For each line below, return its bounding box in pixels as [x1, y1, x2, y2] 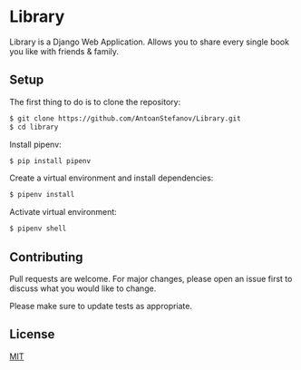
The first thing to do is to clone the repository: [9, 96, 181, 107]
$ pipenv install [9, 190, 75, 200]
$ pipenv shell [9, 224, 67, 233]
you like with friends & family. [9, 45, 120, 56]
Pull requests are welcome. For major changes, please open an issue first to [9, 273, 293, 284]
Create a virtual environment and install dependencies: [9, 172, 214, 183]
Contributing [9, 249, 83, 265]
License [9, 326, 55, 342]
